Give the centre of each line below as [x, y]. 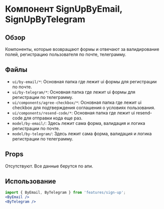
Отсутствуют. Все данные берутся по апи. [49, 166]
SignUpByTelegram [45, 19]
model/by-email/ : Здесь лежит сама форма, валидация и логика [79, 123]
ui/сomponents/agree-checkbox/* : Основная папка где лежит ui [77, 102]
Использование [31, 181]
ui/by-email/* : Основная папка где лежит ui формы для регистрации [84, 81]
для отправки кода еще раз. [53, 118]
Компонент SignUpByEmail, [64, 9]
